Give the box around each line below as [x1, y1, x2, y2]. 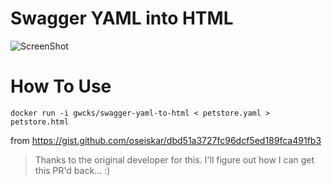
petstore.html [10, 117, 70, 127]
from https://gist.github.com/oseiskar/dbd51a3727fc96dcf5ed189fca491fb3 [10, 134, 322, 146]
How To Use [10, 75, 112, 98]
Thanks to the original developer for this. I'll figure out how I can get [34, 153, 315, 166]
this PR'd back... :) [34, 164, 111, 176]
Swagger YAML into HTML [10, 7, 234, 30]
